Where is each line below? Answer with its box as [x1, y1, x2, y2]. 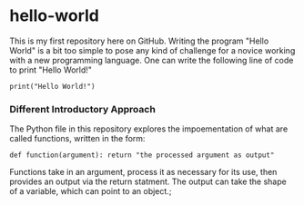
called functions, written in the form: [9, 133, 146, 144]
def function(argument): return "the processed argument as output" [9, 151, 275, 160]
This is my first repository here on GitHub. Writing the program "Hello [9, 35, 269, 46]
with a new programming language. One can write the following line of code [9, 54, 294, 65]
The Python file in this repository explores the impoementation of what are [9, 123, 289, 134]
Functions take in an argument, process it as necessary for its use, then [9, 167, 278, 178]
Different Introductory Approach [9, 102, 157, 115]
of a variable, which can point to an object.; [9, 186, 172, 197]
